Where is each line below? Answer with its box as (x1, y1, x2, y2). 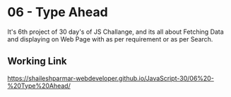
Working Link (7, 56, 67, 67)
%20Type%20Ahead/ (7, 82, 71, 90)
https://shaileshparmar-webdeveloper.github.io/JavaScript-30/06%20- (7, 74, 214, 82)
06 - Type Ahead (7, 4, 108, 20)
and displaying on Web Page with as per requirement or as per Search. (7, 34, 213, 43)
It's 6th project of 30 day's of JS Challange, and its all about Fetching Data (7, 27, 224, 36)
